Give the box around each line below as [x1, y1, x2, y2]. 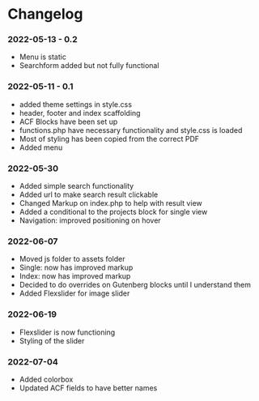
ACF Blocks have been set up [19, 117, 118, 126]
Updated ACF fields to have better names [19, 382, 158, 393]
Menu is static [19, 52, 66, 62]
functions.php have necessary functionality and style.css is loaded [19, 125, 243, 134]
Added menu [19, 143, 63, 152]
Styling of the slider [19, 335, 85, 345]
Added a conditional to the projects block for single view [19, 207, 208, 217]
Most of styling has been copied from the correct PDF [19, 134, 200, 143]
